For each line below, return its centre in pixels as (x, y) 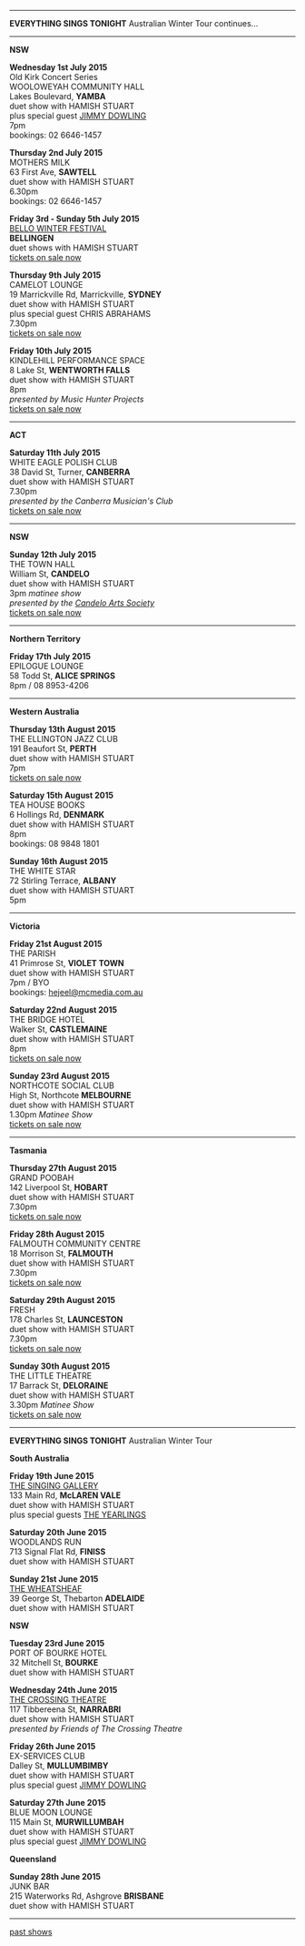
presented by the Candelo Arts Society (82, 603)
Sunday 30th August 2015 (60, 1366)
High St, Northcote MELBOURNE (70, 1095)
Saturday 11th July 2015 (55, 453)
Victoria (25, 926)
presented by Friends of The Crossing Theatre (96, 1728)
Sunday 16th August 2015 (59, 861)
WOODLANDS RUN (45, 1542)
